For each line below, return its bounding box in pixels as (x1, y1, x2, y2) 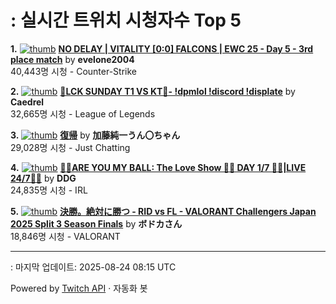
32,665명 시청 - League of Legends (10, 107, 156, 120)
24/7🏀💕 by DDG (10, 172, 77, 184)
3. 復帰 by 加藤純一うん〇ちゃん (10, 129, 181, 141)
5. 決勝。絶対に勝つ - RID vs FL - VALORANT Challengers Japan (10, 205, 317, 217)
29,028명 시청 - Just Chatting (10, 141, 131, 153)
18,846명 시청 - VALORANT (10, 230, 121, 242)
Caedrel (10, 96, 45, 108)
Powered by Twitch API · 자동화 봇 (10, 282, 148, 294)
